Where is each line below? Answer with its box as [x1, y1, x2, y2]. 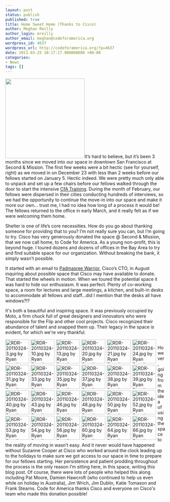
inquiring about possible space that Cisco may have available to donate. [5, 271, 156, 277]
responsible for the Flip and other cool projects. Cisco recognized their [5, 319, 153, 325]
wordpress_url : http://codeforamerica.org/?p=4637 [5, 45, 115, 50]
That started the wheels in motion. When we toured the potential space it [5, 276, 158, 282]
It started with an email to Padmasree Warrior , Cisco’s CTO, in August [5, 266, 150, 272]
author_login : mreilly [5, 31, 53, 36]
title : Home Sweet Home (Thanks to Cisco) [5, 21, 96, 27]
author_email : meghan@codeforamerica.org [5, 36, 94, 41]
